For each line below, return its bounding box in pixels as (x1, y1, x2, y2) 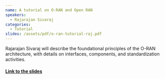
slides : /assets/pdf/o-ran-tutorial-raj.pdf (5, 31, 102, 36)
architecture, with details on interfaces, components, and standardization (5, 51, 160, 57)
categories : (5, 22, 31, 27)
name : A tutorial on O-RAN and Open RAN (5, 7, 93, 13)
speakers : (5, 12, 27, 17)
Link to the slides (5, 68, 43, 74)
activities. (5, 56, 26, 62)
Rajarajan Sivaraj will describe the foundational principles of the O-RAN (5, 46, 156, 51)
